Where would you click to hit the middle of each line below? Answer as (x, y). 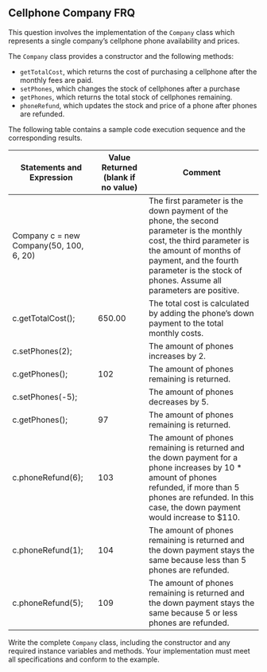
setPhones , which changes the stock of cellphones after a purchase (130, 88)
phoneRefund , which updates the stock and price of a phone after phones (138, 105)
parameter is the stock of (195, 270)
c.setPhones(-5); (45, 397)
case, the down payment (194, 507)
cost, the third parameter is (199, 240)
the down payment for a (193, 457)
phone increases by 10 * (195, 467)
